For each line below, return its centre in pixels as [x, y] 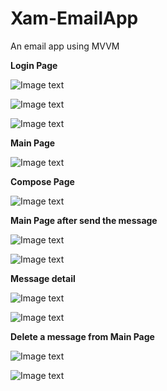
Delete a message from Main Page [82, 336]
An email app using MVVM [65, 46]
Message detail [43, 278]
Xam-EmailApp [74, 18]
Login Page [34, 65]
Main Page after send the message [84, 220]
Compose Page [42, 181]
